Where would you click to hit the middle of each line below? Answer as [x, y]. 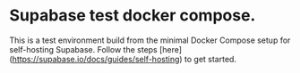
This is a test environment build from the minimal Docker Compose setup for [150, 40]
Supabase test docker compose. [133, 16]
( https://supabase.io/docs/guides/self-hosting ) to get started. [123, 59]
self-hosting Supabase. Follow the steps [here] [95, 49]
